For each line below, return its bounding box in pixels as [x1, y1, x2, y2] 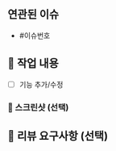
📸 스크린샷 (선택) [7, 102, 69, 113]
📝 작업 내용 [7, 57, 60, 70]
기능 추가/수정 [19, 79, 64, 89]
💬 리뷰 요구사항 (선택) [7, 129, 109, 143]
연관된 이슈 [7, 7, 60, 22]
